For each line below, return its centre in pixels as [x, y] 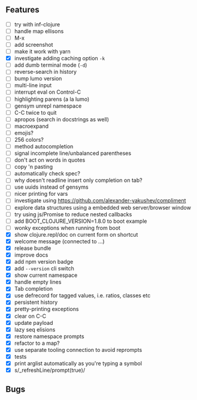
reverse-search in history [46, 72]
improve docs [31, 255]
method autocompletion [44, 146]
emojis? [24, 133]
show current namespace [46, 275]
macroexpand [31, 126]
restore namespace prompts [49, 336]
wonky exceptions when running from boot [67, 228]
